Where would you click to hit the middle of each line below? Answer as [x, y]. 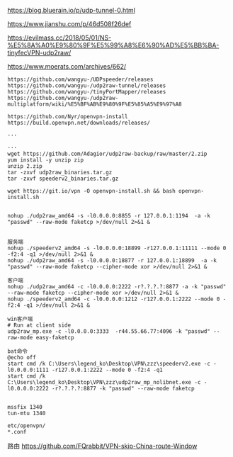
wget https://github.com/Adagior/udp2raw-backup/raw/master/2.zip [107, 154]
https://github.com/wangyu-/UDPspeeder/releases [80, 79]
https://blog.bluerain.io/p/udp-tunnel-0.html [72, 10]
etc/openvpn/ [27, 426]
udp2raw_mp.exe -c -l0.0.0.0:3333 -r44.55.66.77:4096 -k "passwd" [109, 332]
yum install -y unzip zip [45, 160]
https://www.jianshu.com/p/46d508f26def [69, 24]
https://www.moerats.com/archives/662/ [67, 66]
